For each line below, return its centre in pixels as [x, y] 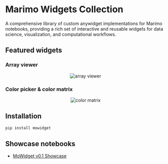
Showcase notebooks [40, 144]
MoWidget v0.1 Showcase [40, 156]
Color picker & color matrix [39, 89]
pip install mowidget [28, 128]
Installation [23, 116]
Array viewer [22, 65]
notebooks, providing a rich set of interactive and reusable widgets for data [84, 29]
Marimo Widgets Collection [64, 9]
